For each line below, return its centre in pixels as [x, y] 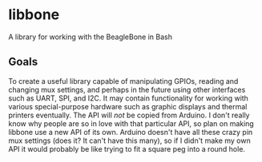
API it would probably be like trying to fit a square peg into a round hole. [127, 148]
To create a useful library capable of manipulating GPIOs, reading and [123, 81]
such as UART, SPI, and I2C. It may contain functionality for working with [128, 98]
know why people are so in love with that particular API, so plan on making [131, 123]
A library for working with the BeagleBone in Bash [90, 37]
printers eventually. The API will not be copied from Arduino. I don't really [129, 115]
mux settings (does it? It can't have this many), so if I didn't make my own [129, 140]
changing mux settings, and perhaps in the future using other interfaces [127, 89]
